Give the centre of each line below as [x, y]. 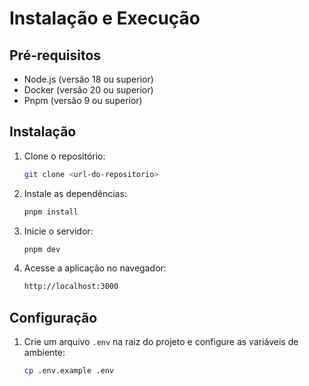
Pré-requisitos [55, 55]
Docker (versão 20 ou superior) [88, 90]
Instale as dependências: [75, 193]
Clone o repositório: [64, 156]
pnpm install [51, 212]
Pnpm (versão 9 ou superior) [83, 100]
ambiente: [44, 353]
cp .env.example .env [68, 371]
